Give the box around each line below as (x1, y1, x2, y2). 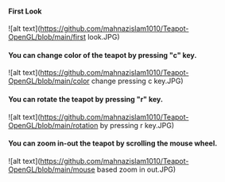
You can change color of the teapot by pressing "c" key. (8, 50, 197, 59)
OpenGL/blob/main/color (8, 76, 90, 86)
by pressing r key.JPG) (99, 120, 175, 130)
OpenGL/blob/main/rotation (8, 120, 99, 130)
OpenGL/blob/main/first (8, 32, 86, 42)
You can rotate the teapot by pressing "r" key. (8, 95, 163, 104)
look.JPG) (87, 32, 121, 42)
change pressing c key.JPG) (91, 76, 184, 86)
